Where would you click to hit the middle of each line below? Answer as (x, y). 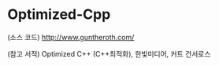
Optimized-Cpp (59, 15)
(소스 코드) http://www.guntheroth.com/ (71, 37)
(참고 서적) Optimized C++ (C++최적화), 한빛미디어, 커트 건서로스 (109, 53)
